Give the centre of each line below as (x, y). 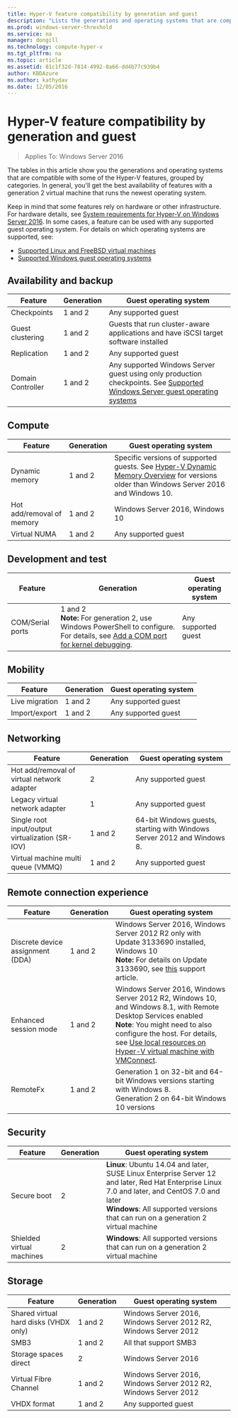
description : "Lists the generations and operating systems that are (112, 21)
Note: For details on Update (161, 960)
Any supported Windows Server (162, 365)
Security (27, 1133)
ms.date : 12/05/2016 (38, 87)
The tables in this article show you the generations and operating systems (115, 171)
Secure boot (31, 1196)
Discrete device (37, 942)
